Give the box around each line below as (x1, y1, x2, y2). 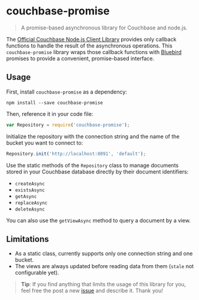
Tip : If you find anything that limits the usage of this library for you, (20, 281, 186, 288)
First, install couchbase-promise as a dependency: (6, 88, 128, 95)
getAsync (14, 193, 37, 199)
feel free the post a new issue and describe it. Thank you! (20, 287, 164, 295)
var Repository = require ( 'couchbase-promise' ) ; (6, 122, 130, 128)
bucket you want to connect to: (6, 139, 83, 146)
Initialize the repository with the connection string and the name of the (6, 133, 180, 140)
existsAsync (14, 187, 45, 193)
